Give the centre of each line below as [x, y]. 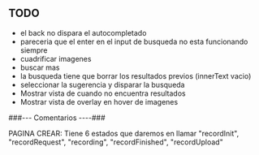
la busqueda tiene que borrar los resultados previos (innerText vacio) [136, 75]
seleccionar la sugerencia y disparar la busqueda [102, 84]
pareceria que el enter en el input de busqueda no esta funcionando [134, 41]
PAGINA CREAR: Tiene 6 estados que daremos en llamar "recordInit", [124, 133]
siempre [34, 50]
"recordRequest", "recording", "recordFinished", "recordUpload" [116, 142]
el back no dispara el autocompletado [83, 32]
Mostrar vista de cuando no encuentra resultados [103, 93]
